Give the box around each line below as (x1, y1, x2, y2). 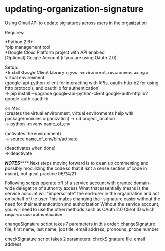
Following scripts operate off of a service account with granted (5, 180, 133, 186)
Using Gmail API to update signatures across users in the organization (5, 20, 147, 26)
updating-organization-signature (5, 3, 144, 15)
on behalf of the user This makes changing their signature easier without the (5, 196, 161, 202)
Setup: (5, 64, 19, 70)
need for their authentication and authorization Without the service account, (5, 201, 160, 207)
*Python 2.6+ (5, 38, 33, 45)
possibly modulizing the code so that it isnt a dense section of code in (5, 165, 147, 171)
